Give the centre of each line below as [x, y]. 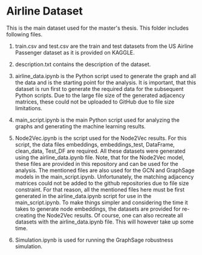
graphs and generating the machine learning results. [80, 126]
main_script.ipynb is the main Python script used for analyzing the [97, 120]
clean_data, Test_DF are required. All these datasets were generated [100, 151]
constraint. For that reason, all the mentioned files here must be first [100, 190]
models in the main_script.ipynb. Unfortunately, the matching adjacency [104, 176]
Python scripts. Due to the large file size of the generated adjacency [100, 95]
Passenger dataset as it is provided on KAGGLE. [75, 52]
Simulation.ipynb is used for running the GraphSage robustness [94, 240]
